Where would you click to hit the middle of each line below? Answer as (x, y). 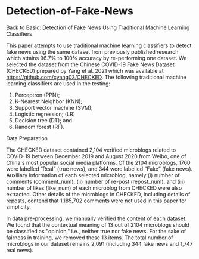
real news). (20, 250)
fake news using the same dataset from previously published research (92, 51)
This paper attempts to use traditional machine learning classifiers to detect (99, 45)
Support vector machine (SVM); (54, 107)
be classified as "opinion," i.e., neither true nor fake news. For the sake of (96, 231)
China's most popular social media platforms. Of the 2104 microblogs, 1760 (98, 162)
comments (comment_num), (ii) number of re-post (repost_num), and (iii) (96, 181)
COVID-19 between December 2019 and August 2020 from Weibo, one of (96, 156)
